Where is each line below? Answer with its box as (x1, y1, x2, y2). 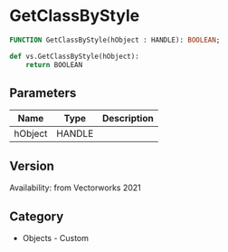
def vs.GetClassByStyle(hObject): (9, 52, 140, 61)
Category (9, 208, 64, 224)
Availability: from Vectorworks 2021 (9, 182, 142, 193)
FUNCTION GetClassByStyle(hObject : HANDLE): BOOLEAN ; (9, 35, 221, 44)
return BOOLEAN (25, 60, 83, 69)
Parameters (9, 85, 77, 101)
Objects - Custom (22, 233, 89, 243)
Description (102, 112, 154, 125)
